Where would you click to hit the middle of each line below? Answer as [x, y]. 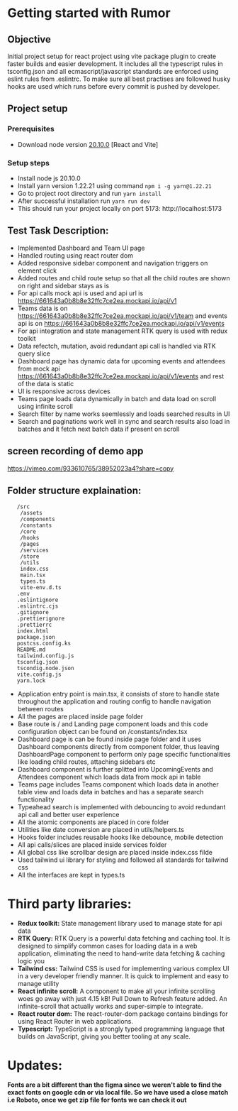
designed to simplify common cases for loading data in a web [107, 946]
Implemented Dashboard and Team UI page [81, 248]
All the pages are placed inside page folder [80, 717]
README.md [31, 650]
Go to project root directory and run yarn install [89, 193]
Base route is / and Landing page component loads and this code [113, 724]
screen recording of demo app [75, 451]
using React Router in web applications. [75, 1022]
